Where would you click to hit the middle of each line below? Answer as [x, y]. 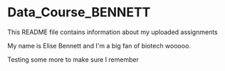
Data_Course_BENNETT [79, 12]
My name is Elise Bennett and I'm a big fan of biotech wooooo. [99, 45]
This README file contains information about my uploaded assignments [113, 32]
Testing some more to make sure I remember [73, 59]
